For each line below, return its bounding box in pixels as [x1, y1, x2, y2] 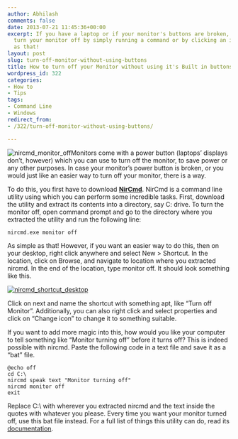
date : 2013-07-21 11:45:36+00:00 [7, 23, 106, 31]
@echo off [7, 364, 37, 372]
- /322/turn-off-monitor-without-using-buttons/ [7, 122, 154, 130]
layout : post [7, 50, 46, 58]
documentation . [7, 424, 54, 433]
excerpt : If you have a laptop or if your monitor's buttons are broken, [7, 30, 230, 38]
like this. [7, 271, 32, 280]
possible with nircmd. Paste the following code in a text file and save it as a [7, 342, 227, 352]
